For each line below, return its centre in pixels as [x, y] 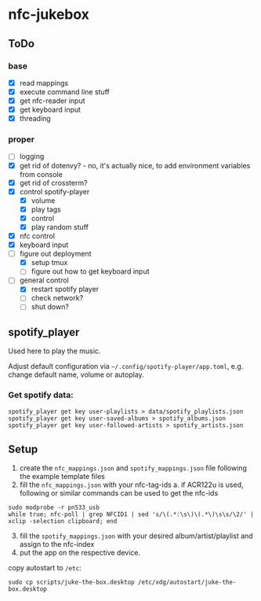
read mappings [44, 83]
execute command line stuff [64, 91]
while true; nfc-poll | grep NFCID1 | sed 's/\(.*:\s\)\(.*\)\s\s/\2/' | [131, 514]
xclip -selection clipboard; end [63, 522]
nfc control [37, 236]
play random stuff [60, 227]
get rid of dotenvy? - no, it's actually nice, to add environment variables [135, 165]
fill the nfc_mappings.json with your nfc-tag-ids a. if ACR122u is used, [132, 485]
